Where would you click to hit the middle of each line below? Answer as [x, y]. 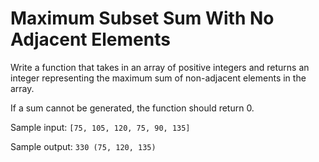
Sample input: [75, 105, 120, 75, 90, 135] [100, 127]
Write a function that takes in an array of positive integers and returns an [160, 67]
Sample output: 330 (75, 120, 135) [83, 146]
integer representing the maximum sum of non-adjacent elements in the [158, 78]
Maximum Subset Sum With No [142, 18]
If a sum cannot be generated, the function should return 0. [132, 108]
